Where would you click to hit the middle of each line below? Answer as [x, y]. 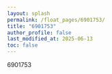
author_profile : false [39, 33]
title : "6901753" [32, 26]
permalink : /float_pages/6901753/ [56, 20]
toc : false [23, 45]
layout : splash [29, 13]
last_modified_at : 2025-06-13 [50, 39]
